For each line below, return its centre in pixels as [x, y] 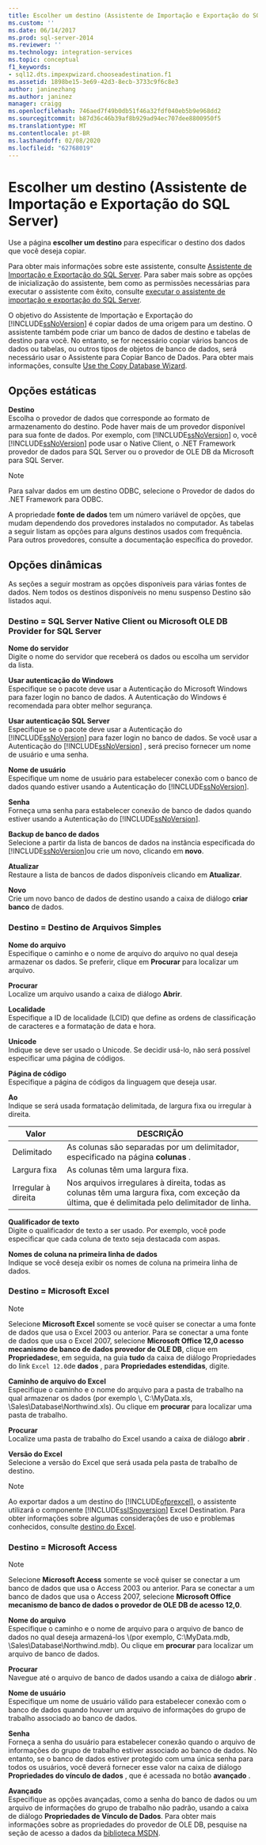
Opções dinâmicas [55, 565]
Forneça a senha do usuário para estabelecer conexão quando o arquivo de [132, 1742]
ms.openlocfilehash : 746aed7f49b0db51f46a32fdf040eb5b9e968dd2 [115, 112]
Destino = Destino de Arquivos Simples [85, 928]
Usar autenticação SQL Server [59, 721]
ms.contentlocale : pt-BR [49, 133]
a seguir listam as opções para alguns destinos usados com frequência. [125, 532]
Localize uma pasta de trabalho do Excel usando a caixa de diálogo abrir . [129, 1438]
